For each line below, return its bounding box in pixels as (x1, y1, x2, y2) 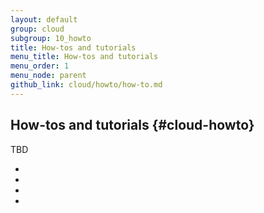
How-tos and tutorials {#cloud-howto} (10, 117, 255, 134)
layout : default (10, 14, 78, 25)
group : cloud (10, 24, 65, 34)
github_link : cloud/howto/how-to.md (10, 80, 163, 90)
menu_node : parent (10, 71, 87, 81)
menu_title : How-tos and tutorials (10, 52, 159, 62)
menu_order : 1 (10, 61, 70, 71)
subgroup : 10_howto (10, 33, 92, 43)
